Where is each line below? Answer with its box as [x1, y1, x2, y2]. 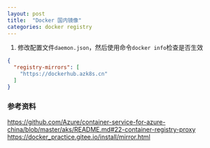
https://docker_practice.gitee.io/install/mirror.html [7, 133, 150, 141]
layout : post [7, 10, 45, 18]
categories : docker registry [7, 23, 92, 30]
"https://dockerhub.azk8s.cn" [20, 71, 108, 78]
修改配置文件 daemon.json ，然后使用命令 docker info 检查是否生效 [17, 43, 204, 52]
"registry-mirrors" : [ [13, 64, 80, 71]
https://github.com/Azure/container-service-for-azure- [7, 118, 166, 126]
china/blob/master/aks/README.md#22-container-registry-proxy [7, 126, 196, 134]
